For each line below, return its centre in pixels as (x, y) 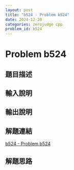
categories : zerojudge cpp (34, 24)
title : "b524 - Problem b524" (38, 15)
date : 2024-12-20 (24, 19)
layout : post (19, 10)
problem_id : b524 (24, 29)
